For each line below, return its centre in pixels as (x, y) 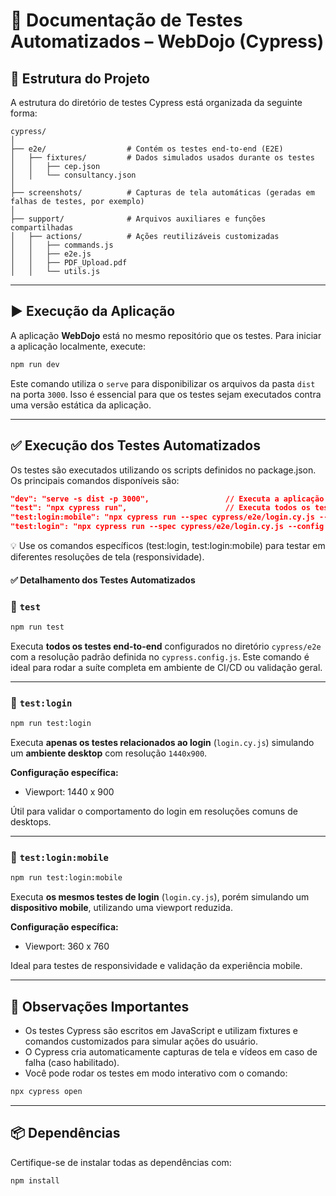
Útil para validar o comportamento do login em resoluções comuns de (154, 811)
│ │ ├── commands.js (62, 245)
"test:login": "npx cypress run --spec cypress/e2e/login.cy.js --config (167, 527)
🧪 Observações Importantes (100, 1006)
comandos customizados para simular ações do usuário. (141, 1041)
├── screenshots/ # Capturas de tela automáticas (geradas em (162, 193)
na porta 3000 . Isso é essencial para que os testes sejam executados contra (166, 394)
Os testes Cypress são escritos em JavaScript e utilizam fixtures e (161, 1030)
